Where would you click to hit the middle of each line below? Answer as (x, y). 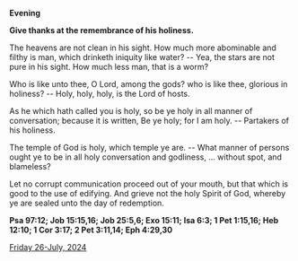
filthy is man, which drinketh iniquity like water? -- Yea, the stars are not (142, 57)
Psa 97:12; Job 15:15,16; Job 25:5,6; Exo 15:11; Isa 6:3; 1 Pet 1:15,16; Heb (144, 220)
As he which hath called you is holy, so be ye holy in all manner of (131, 111)
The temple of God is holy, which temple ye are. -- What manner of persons (149, 148)
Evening (25, 13)
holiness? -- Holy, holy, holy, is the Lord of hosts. (100, 94)
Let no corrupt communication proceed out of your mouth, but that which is (149, 184)
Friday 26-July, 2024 (48, 247)
